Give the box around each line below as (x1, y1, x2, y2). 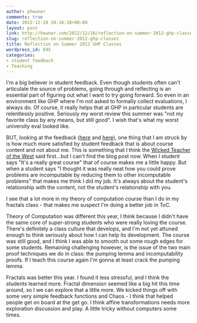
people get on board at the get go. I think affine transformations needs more (6, 299, 190, 306)
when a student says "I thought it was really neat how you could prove (6, 165, 176, 172)
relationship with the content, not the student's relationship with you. (6, 184, 172, 191)
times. (6, 311, 21, 318)
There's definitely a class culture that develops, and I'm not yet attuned (6, 225, 178, 232)
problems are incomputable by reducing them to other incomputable (6, 171, 171, 179)
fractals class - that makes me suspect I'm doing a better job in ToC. (6, 202, 171, 209)
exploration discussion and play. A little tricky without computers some (6, 305, 177, 312)
